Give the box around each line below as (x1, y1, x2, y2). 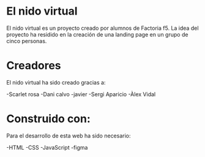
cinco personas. (6, 37, 47, 44)
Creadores (6, 59, 61, 72)
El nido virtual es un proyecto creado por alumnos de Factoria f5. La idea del (6, 24, 199, 32)
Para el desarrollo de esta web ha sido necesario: (6, 132, 131, 139)
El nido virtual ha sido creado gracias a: (6, 78, 106, 86)
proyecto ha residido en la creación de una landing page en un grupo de (6, 30, 188, 38)
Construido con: (6, 112, 91, 126)
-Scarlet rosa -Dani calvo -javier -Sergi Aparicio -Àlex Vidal (6, 90, 156, 98)
